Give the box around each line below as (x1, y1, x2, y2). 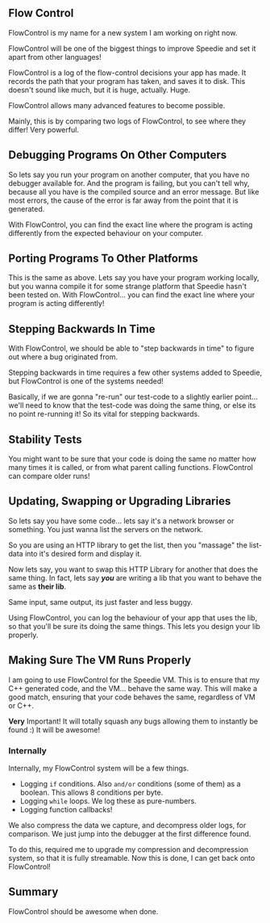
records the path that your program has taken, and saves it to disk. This (8, 76, 246, 86)
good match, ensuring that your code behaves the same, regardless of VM (8, 692, 255, 702)
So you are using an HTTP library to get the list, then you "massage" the (8, 540, 248, 550)
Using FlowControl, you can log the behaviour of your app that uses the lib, (8, 613, 258, 623)
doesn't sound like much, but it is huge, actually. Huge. (8, 85, 191, 94)
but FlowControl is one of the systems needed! (8, 376, 164, 386)
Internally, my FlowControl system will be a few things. (8, 763, 189, 773)
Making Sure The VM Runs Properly (8, 653, 192, 667)
